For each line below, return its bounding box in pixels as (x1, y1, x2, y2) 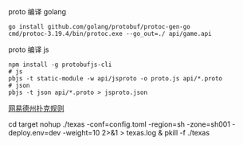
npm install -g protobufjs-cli (8, 61, 112, 69)
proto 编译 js (8, 45, 49, 54)
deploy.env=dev (8, 128, 61, 137)
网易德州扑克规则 (8, 104, 65, 113)
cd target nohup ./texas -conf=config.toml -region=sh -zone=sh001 (8, 120, 231, 129)
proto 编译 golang (8, 7, 66, 16)
